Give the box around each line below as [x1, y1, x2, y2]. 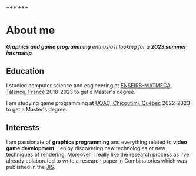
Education [6, 66, 45, 76]
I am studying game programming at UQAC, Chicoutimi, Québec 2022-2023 [6, 99, 190, 106]
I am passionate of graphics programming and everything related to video [6, 138, 187, 145]
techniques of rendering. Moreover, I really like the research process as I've [6, 151, 190, 158]
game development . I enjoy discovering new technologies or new [6, 144, 166, 151]
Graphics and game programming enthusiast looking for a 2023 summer [6, 43, 187, 50]
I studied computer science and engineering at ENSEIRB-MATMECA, [6, 82, 172, 89]
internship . [6, 49, 34, 56]
